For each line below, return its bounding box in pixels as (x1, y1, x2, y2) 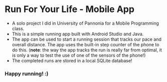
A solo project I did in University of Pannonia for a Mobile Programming (12, 20, 159, 26)
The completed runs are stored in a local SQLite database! (12, 57, 132, 63)
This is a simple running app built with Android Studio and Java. (12, 31, 144, 37)
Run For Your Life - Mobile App (5, 4, 135, 15)
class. (12, 25, 25, 31)
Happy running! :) (5, 70, 49, 77)
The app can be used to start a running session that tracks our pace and (12, 36, 161, 42)
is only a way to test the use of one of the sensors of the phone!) (12, 52, 146, 58)
